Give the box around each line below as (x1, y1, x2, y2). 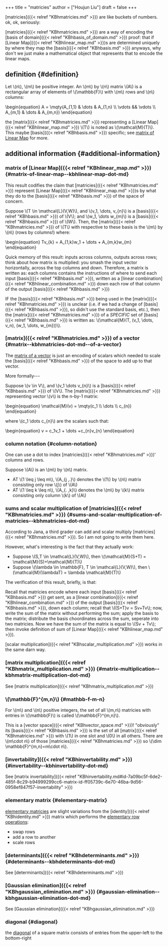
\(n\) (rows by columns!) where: (5, 229, 71, 235)
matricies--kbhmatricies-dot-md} (5, 518, 90, 525)
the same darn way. (5, 647, 46, 653)
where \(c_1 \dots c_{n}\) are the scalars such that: (5, 418, 109, 424)
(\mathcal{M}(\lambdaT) (12, 569, 63, 576)
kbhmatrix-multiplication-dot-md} (5, 672, 91, 679)
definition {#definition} (5, 70, 79, 79)
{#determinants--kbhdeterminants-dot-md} (5, 858, 116, 865)
